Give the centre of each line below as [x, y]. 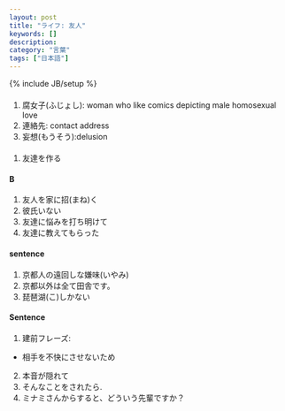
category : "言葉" [40, 50]
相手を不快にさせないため [69, 357]
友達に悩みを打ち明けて [65, 222]
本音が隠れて [45, 376]
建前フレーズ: [46, 338]
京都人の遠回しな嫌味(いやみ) [76, 274]
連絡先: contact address [65, 126]
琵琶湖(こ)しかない [56, 296]
